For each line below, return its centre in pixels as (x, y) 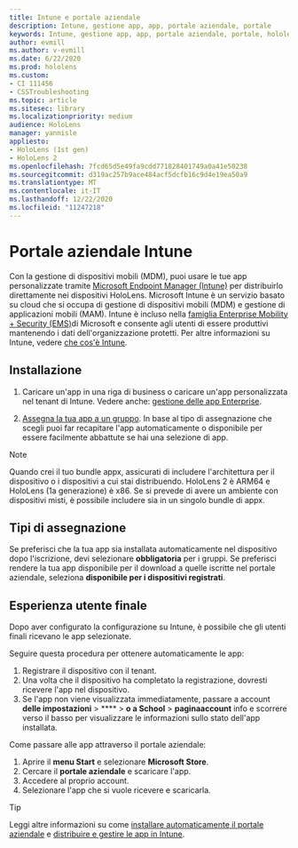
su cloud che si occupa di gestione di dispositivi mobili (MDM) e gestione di (147, 304)
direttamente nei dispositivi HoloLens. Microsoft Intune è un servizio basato (147, 295)
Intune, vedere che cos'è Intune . (68, 342)
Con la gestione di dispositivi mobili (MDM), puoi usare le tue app (128, 276)
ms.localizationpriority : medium (71, 116)
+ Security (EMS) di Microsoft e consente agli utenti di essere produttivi (139, 323)
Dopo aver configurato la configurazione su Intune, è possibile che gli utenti (148, 627)
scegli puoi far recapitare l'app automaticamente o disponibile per (142, 428)
